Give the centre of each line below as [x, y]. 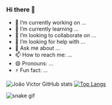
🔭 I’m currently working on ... [50, 23]
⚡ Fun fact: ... [31, 70]
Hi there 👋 [21, 10]
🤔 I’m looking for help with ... [50, 42]
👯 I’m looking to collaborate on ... [55, 35]
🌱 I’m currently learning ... [47, 29]
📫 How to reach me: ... [43, 55]
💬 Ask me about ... [37, 48]
